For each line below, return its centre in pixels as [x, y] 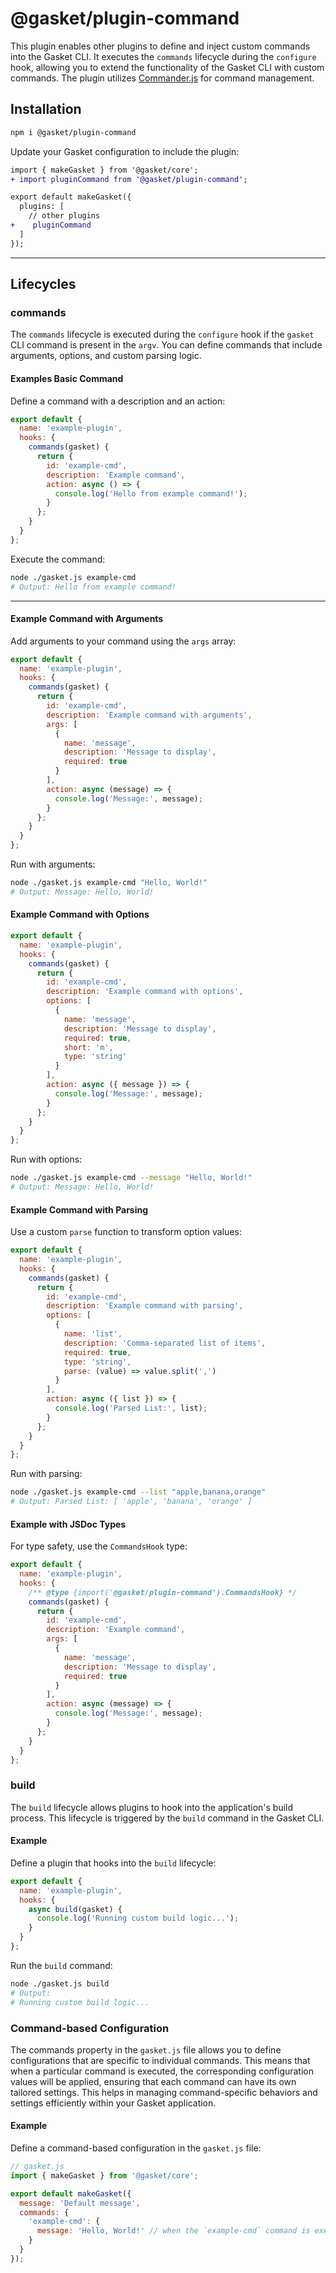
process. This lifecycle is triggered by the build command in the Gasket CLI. [167, 1818]
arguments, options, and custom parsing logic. [106, 356]
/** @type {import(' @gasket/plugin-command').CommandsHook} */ [163, 1592]
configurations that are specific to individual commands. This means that [160, 2060]
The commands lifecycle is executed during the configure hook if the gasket [162, 334]
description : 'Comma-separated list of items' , [165, 1343]
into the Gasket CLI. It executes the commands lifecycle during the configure [163, 56]
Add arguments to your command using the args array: [123, 641]
